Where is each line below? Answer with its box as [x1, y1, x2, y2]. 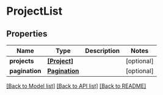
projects [9, 57, 35, 65]
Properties [6, 29, 48, 39]
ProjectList [6, 4, 63, 18]
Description [85, 47, 120, 55]
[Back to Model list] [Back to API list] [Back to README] [6, 82, 147, 90]
